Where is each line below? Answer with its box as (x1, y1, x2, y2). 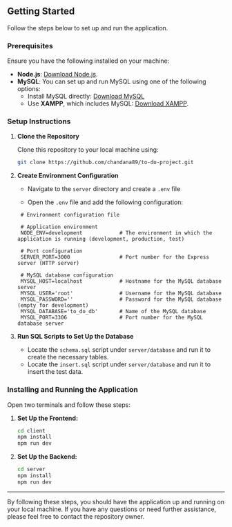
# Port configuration (20, 248, 83, 255)
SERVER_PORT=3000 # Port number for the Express (20, 254, 209, 261)
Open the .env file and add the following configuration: (27, 198, 184, 206)
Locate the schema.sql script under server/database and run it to (27, 346, 211, 354)
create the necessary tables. (27, 353, 109, 361)
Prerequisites (7, 41, 53, 50)
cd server (17, 466, 46, 473)
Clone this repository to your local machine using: (17, 146, 159, 154)
